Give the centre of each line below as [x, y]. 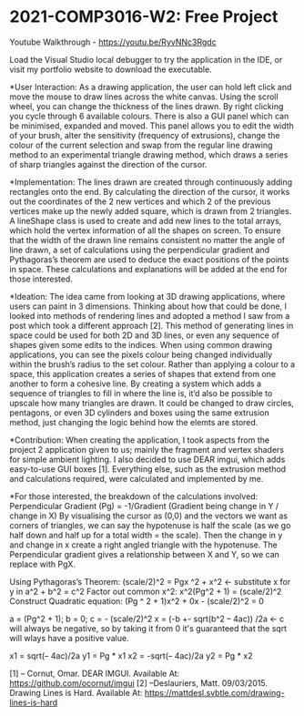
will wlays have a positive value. [69, 638]
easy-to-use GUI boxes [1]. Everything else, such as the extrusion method [148, 469]
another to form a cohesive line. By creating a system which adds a [136, 384]
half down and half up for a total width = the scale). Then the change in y [146, 535]
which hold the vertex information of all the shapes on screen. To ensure [145, 230]
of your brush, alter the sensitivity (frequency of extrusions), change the [145, 135]
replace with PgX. [42, 564]
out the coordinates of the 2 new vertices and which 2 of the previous [140, 201]
